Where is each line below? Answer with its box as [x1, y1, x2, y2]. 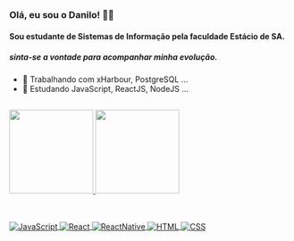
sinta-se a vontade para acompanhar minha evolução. [9, 51, 218, 62]
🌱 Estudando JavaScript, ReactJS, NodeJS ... [21, 83, 189, 94]
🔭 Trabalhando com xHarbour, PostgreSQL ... [21, 73, 189, 85]
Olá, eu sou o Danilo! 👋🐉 [9, 9, 114, 21]
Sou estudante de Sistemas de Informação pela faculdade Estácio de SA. [9, 30, 286, 41]
